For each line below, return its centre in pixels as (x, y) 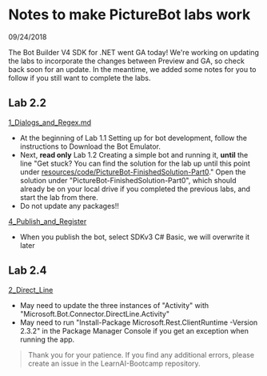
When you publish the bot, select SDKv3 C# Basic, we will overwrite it (135, 237)
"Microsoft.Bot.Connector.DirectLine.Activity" (95, 314)
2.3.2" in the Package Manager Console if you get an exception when (134, 330)
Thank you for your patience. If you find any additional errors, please (141, 354)
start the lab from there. (59, 197)
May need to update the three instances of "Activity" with (114, 305)
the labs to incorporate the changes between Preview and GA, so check (127, 61)
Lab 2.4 (28, 271)
